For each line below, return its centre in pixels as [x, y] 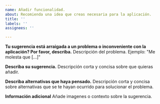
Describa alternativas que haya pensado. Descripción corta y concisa [78, 82]
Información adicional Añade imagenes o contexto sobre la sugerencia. [79, 97]
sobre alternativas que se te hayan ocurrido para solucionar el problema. [79, 87]
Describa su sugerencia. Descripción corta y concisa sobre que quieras [79, 67]
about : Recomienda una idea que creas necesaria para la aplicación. [79, 14]
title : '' [15, 19]
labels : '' [16, 24]
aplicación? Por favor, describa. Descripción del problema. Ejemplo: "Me [80, 52]
